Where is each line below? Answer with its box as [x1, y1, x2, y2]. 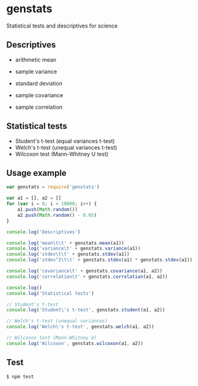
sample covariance [15, 91, 64, 99]
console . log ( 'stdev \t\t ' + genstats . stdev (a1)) [6, 251, 130, 258]
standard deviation [15, 79, 63, 87]
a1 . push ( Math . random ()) [17, 206, 78, 213]
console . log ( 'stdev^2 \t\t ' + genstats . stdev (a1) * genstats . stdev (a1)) [6, 257, 193, 263]
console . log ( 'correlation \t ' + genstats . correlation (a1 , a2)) [6, 274, 168, 280]
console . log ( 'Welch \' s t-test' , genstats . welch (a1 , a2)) [6, 324, 155, 330]
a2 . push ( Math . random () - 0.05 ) [17, 212, 97, 218]
